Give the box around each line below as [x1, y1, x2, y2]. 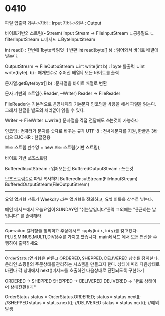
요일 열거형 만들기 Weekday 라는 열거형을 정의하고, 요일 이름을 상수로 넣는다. [5, 196, 153, 202]
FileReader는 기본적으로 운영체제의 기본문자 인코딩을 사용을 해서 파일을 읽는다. [5, 101, 157, 107]
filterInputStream [5, 36, 39, 42]
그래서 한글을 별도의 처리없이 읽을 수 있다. [5, 107, 85, 113]
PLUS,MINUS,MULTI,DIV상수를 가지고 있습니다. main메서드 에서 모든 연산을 [5, 234, 152, 240]
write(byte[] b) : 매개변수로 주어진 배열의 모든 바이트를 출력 [5, 69, 119, 75]
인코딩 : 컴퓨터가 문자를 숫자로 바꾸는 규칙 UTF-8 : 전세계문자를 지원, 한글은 [5, 128, 150, 134]
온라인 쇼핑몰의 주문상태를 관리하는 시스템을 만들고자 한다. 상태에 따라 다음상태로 [5, 261, 160, 267]
